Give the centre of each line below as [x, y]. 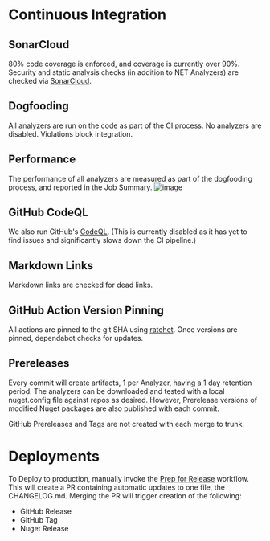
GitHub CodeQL [48, 213]
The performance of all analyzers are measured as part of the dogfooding [131, 178]
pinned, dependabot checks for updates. [76, 338]
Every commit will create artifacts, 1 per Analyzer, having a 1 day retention [130, 383]
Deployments [54, 457]
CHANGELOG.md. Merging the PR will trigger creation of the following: [125, 495]
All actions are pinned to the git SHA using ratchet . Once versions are [123, 330]
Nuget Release [44, 528]
